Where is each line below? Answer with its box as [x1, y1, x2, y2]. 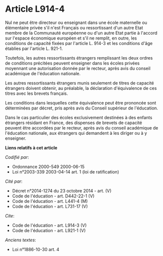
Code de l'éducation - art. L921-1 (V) [12, 227, 86, 233]
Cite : [5, 213, 15, 218]
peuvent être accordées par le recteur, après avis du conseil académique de [5, 125, 159, 130]
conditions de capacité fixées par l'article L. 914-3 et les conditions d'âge [5, 40, 153, 46]
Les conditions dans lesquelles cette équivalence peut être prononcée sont [5, 100, 156, 106]
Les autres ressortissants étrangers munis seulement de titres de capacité [5, 80, 154, 86]
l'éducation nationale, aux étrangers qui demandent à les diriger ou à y [5, 130, 147, 136]
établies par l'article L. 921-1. [5, 45, 63, 51]
